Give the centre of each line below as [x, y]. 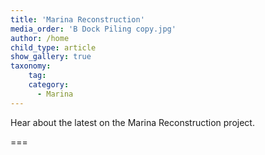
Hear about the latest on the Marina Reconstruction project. [132, 122]
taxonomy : [31, 66]
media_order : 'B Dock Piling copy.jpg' [93, 29]
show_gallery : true [51, 57]
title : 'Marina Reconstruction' [77, 19]
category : [49, 85]
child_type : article [53, 47]
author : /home [40, 38]
